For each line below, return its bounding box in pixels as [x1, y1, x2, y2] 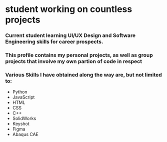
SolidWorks [12, 115, 36, 121]
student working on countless [5, 3, 132, 15]
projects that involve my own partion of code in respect [5, 58, 142, 65]
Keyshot [12, 121, 30, 127]
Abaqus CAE [12, 131, 39, 137]
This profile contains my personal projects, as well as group [5, 51, 153, 58]
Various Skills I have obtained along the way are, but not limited [5, 71, 162, 78]
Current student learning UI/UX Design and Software [5, 32, 136, 39]
